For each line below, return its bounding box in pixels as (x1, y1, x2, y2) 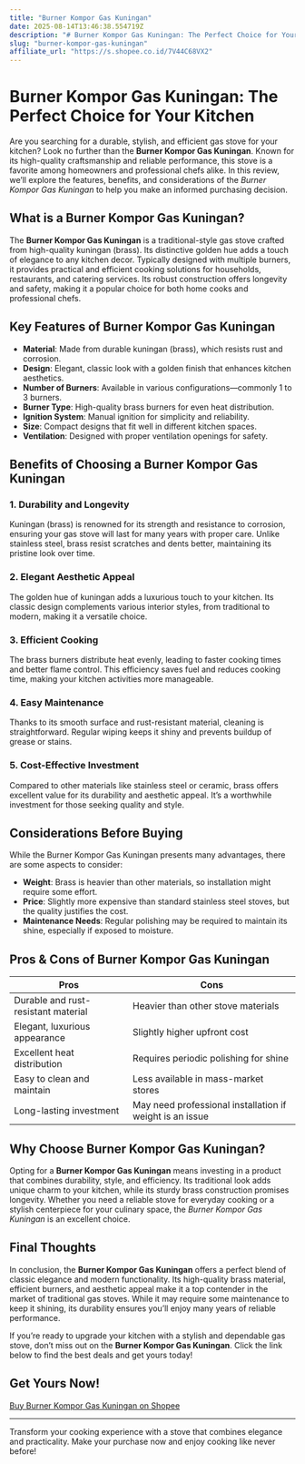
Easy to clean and (14, 1073, 90, 1085)
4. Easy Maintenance (9, 696, 104, 708)
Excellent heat (14, 1046, 74, 1059)
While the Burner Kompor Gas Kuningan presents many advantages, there (9, 849, 286, 860)
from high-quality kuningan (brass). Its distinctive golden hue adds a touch (9, 244, 289, 255)
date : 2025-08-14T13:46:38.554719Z (9, 22, 144, 31)
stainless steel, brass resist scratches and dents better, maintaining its (9, 538, 272, 549)
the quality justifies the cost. (22, 906, 129, 917)
